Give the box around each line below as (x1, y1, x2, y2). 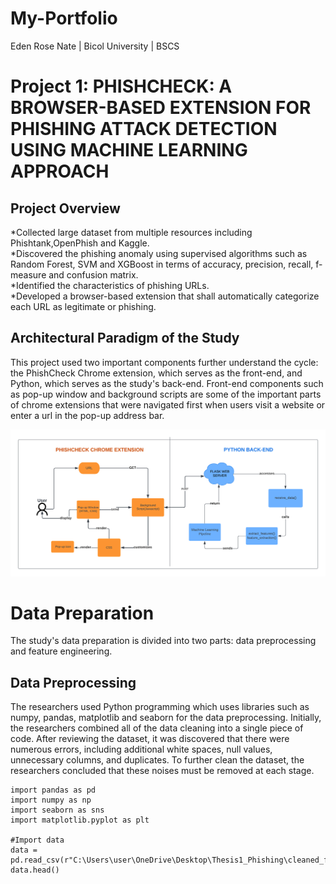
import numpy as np (10, 795, 92, 806)
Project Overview (10, 200, 121, 217)
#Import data (10, 835, 65, 846)
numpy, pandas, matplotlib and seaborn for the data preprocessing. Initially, (10, 712, 322, 724)
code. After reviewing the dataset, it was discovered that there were (10, 733, 290, 745)
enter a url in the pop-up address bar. (10, 409, 165, 421)
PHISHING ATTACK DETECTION (10, 118, 278, 141)
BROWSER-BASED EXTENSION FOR (10, 97, 312, 119)
